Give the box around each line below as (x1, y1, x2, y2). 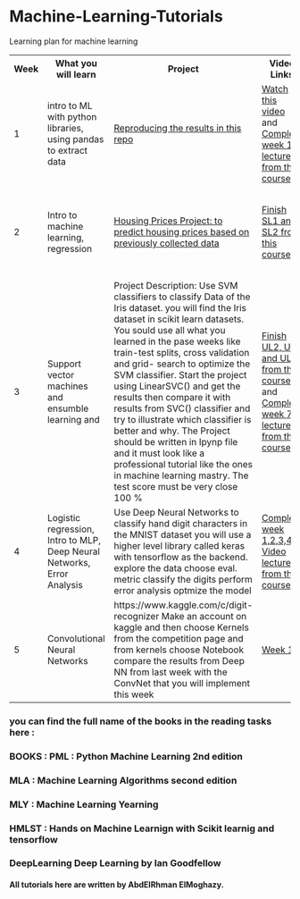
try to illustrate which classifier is (113, 413, 252, 425)
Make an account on (161, 609, 247, 622)
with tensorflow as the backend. (113, 550, 248, 563)
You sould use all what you (113, 323, 226, 336)
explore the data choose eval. (113, 561, 238, 574)
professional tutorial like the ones (113, 458, 253, 470)
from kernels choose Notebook (113, 643, 244, 656)
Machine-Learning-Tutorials (9, 6, 223, 27)
